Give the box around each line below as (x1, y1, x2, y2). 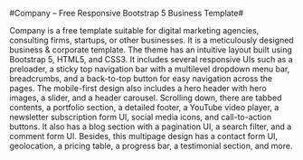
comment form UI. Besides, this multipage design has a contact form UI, (9, 131, 279, 141)
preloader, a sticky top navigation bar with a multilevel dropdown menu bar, (9, 63, 290, 74)
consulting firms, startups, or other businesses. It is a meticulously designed (9, 35, 294, 45)
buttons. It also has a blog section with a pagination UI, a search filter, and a (9, 121, 292, 132)
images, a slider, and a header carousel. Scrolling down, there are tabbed (9, 92, 282, 103)
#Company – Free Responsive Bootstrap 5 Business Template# (9, 8, 244, 18)
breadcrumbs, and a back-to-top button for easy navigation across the (9, 73, 273, 84)
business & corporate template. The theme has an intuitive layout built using (9, 44, 292, 55)
